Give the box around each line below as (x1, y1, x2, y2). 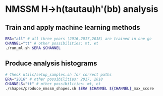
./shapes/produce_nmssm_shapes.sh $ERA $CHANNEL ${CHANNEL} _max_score (5, 86, 154, 91)
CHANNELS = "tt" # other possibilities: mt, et (5, 82, 101, 87)
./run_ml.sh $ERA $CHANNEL (5, 46, 61, 50)
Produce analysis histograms (5, 59, 98, 68)
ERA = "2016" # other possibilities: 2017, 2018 (5, 77, 103, 82)
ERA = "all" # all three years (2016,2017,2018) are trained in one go (5, 36, 152, 41)
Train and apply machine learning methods (5, 23, 140, 32)
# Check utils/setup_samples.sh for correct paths (5, 72, 112, 77)
